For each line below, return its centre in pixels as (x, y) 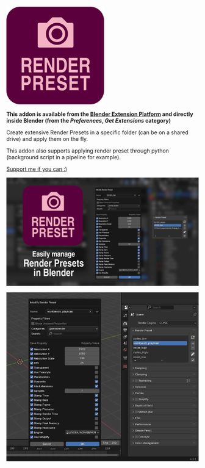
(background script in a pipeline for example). (63, 157)
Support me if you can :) (37, 169)
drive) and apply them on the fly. (47, 139)
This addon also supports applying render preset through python (88, 151)
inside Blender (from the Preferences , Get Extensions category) (89, 121)
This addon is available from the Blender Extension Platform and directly (100, 114)
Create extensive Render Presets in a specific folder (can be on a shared (98, 132)
